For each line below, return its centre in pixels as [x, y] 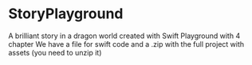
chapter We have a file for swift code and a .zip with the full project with [126, 44]
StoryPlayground [66, 14]
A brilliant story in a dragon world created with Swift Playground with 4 [124, 36]
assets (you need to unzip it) [55, 52]
